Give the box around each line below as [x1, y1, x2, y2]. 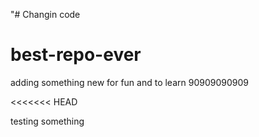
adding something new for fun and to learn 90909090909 [10, 76, 249, 88]
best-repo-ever [10, 44, 142, 66]
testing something [10, 115, 85, 127]
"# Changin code [10, 9, 81, 20]
